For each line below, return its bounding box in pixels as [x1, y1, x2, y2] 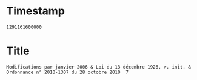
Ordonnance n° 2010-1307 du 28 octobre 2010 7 [6, 69, 129, 75]
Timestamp [6, 4, 65, 18]
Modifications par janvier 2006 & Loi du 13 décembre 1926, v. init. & [6, 64, 191, 70]
